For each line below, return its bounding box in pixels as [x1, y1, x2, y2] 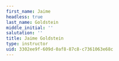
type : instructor [6, 41, 48, 47]
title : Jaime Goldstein [6, 35, 64, 41]
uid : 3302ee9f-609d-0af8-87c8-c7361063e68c [6, 46, 114, 52]
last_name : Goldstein [6, 19, 59, 25]
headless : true [6, 14, 43, 20]
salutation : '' [6, 30, 43, 36]
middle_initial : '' [6, 24, 54, 31]
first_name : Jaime [6, 8, 51, 15]
